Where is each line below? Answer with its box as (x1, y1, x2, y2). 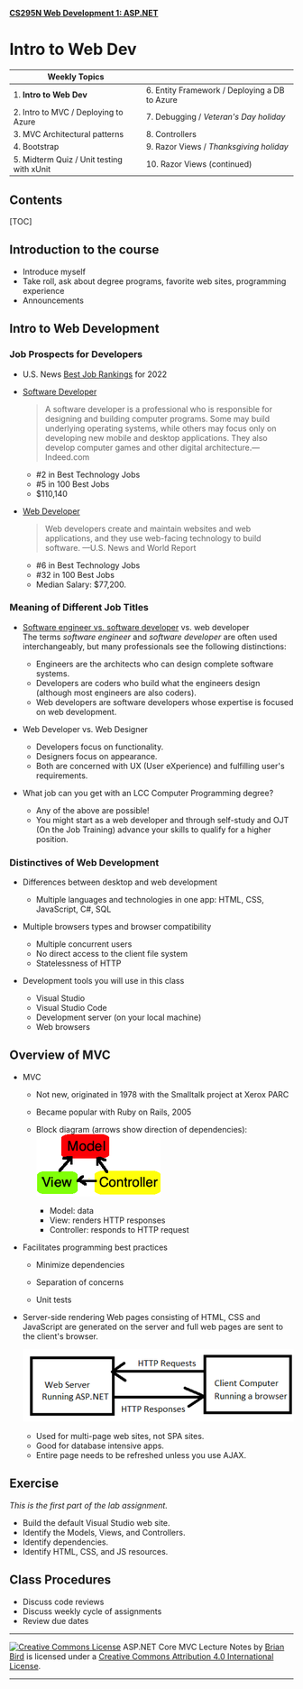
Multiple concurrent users (35, 939, 133, 950)
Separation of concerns (35, 1276, 124, 1288)
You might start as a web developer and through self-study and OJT (35, 814, 289, 825)
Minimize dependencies (35, 1259, 125, 1270)
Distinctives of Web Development (9, 856, 160, 868)
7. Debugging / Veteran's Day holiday (145, 112, 286, 123)
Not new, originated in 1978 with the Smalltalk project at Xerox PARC (35, 1088, 289, 1099)
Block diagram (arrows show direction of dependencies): (35, 1124, 248, 1134)
